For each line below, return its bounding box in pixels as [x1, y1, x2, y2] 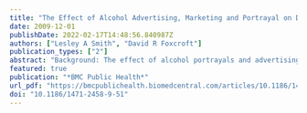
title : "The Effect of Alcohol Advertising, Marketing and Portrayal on [9, 13, 292, 23]
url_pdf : [9, 81, 43, 90]
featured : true [9, 65, 68, 74]
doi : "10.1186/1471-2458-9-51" [9, 89, 129, 98]
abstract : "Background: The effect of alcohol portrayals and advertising [9, 56, 301, 65]
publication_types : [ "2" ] [9, 47, 108, 56]
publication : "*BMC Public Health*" [9, 73, 149, 82]
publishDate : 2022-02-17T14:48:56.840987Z [9, 30, 174, 39]
